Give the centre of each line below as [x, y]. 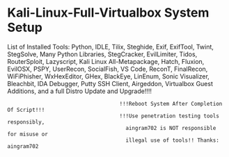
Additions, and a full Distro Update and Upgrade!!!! [79, 91]
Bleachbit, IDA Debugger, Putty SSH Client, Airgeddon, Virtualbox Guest [110, 83]
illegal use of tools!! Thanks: [172, 140]
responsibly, [26, 122]
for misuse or [28, 134]
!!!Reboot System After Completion [171, 104]
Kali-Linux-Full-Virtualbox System [108, 13]
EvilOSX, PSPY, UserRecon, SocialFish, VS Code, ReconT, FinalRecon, [108, 69]
